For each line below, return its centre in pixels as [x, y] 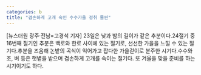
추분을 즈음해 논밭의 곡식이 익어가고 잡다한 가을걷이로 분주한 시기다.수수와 [105, 51]
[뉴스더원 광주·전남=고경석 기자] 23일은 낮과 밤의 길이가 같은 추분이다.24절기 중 [101, 35]
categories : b [24, 12]
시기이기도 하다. [25, 66]
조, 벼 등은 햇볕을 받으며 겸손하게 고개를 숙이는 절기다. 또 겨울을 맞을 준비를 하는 [101, 58]
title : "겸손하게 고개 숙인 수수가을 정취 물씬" [59, 18]
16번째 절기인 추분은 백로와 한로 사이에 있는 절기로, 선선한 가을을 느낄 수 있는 [97, 43]
